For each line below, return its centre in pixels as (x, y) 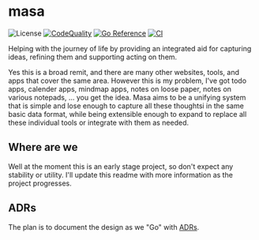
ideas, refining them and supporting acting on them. (93, 57)
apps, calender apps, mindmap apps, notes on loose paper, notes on (120, 88)
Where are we (43, 147)
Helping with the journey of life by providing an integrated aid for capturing (130, 48)
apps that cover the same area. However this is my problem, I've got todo (128, 81)
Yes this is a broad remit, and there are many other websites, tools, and (124, 72)
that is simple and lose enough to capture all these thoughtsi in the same (126, 106)
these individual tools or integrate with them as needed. (99, 122)
